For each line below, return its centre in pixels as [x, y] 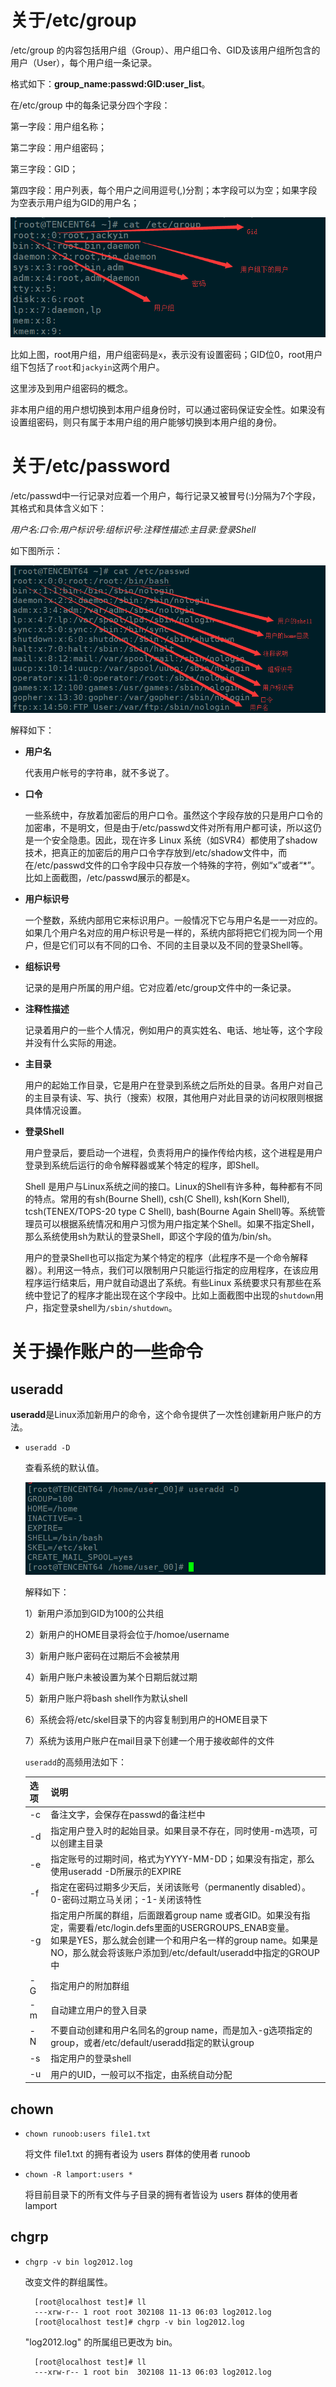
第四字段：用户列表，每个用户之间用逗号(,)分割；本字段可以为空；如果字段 [164, 190]
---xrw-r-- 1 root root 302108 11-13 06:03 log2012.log [153, 2312]
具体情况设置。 [55, 1110]
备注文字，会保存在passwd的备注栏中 [128, 1815]
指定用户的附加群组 [90, 1985]
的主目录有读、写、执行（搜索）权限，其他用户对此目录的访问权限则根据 [173, 1097]
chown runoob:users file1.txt [88, 2134]
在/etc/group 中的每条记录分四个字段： [90, 105]
